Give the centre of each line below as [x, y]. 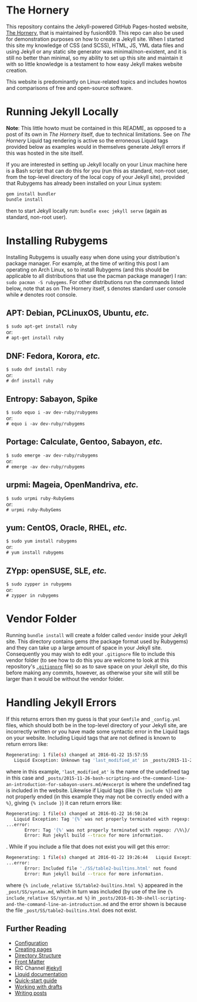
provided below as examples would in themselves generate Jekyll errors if [96, 147]
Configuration [31, 943]
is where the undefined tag [158, 784]
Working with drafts [38, 987]
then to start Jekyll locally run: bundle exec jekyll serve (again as [86, 211]
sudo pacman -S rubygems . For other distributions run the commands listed [95, 282]
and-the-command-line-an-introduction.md [57, 904]
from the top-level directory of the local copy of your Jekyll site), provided [96, 177]
